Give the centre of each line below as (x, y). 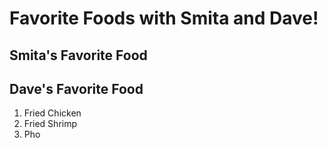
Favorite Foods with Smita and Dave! (164, 18)
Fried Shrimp (50, 124)
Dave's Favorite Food (76, 88)
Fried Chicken (52, 113)
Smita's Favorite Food (78, 55)
